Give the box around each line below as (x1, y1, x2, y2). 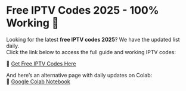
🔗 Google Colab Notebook (6, 78, 70, 85)
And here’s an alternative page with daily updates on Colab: (6, 71, 153, 79)
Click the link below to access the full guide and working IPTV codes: (6, 48, 176, 55)
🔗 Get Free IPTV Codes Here (6, 60, 76, 67)
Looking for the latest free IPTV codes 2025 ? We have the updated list (6, 36, 180, 43)
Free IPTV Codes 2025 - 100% (6, 4, 159, 17)
